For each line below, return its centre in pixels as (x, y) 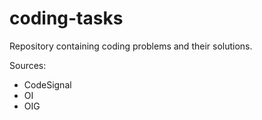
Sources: (28, 65)
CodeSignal (47, 84)
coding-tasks (66, 18)
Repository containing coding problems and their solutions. (131, 46)
